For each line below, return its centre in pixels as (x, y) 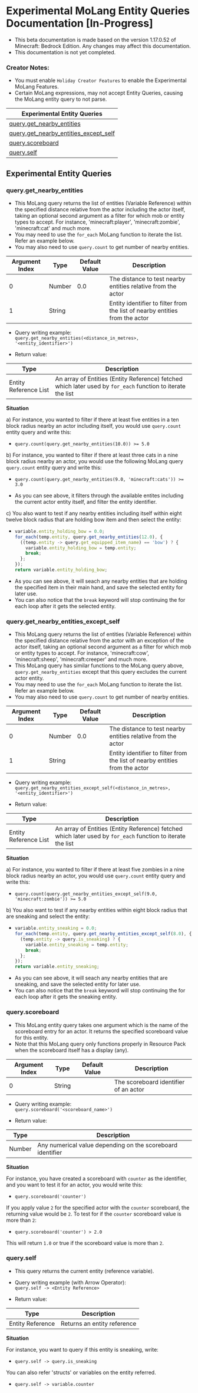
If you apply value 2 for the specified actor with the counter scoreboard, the (98, 1207)
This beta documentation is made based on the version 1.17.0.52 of (95, 40)
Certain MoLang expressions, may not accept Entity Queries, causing (99, 93)
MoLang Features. (37, 87)
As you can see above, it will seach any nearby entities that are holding (101, 581)
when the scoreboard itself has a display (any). (72, 1050)
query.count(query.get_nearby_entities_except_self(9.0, (86, 894)
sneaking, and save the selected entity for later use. (77, 984)
